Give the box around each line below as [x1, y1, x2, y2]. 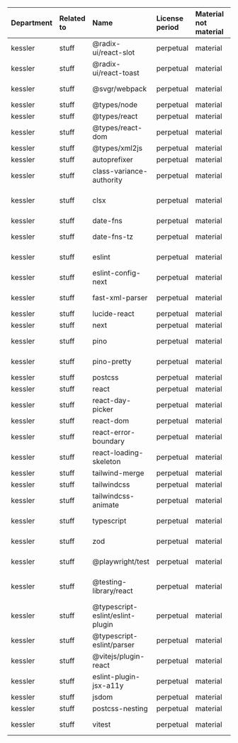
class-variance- [92, 166, 148, 176]
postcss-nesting [92, 704, 148, 713]
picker [92, 404, 113, 414]
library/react [92, 586, 133, 596]
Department [11, 18, 53, 28]
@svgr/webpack [92, 84, 147, 93]
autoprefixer [92, 155, 133, 164]
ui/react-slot [92, 47, 135, 57]
